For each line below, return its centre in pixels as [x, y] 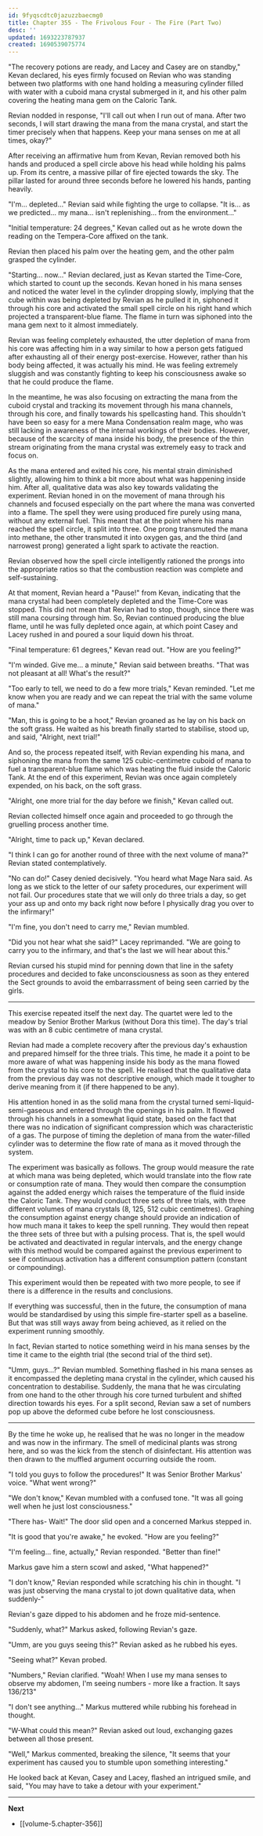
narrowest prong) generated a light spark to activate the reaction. [113, 546]
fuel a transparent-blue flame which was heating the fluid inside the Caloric [130, 769]
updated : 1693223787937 [47, 37]
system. [21, 1152]
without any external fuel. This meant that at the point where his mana [121, 521]
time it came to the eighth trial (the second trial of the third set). [110, 1355]
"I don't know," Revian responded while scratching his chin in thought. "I [124, 1582]
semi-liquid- [234, 1102]
